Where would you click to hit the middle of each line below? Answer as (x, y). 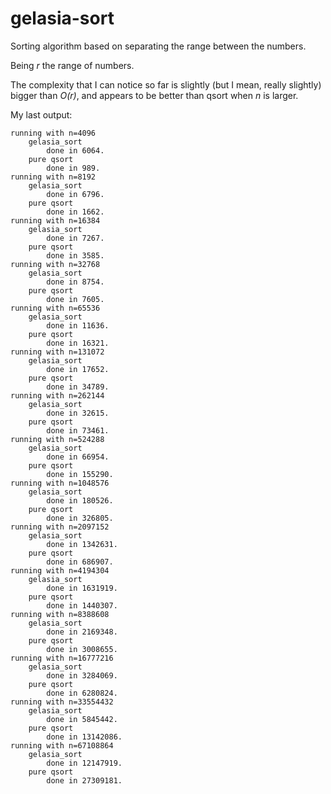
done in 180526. (80, 500)
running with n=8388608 (60, 614)
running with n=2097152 (60, 527)
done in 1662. (75, 212)
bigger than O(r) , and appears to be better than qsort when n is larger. (154, 95)
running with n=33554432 (62, 702)
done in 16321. (78, 343)
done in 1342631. (82, 544)
